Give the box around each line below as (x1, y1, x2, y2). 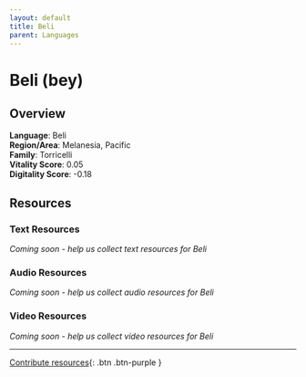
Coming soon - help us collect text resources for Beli (9, 244, 208, 255)
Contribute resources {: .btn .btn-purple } (9, 357, 162, 368)
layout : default (9, 13, 71, 23)
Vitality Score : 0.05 (9, 159, 84, 170)
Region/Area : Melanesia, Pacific (9, 140, 131, 151)
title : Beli (9, 22, 55, 31)
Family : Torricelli (9, 150, 73, 161)
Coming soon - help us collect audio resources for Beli (9, 287, 214, 298)
